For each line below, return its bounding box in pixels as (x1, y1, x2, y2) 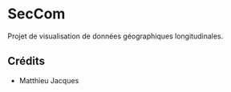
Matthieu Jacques (18, 75, 79, 85)
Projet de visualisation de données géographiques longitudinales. (7, 31, 224, 41)
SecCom (7, 5, 66, 23)
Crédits (7, 54, 46, 68)
